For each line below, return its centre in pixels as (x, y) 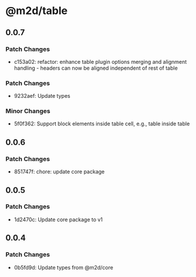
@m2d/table (37, 11)
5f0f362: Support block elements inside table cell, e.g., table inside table (102, 124)
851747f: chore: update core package (59, 172)
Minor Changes (28, 111)
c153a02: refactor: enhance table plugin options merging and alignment (100, 61)
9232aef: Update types (42, 96)
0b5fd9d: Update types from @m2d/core (64, 267)
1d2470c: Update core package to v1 (58, 219)
